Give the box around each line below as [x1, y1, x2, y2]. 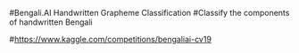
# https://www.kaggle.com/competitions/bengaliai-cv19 [9, 34, 212, 44]
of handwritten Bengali [9, 17, 93, 27]
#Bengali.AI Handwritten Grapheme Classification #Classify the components [9, 8, 290, 18]
